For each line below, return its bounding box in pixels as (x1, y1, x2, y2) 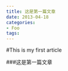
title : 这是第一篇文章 (6, 8, 56, 15)
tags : (6, 31, 20, 36)
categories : (6, 19, 35, 25)
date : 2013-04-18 (6, 14, 49, 20)
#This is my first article (6, 46, 62, 53)
